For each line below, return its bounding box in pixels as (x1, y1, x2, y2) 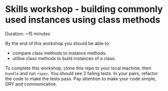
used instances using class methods (5, 14, 160, 25)
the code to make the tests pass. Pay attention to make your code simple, (5, 75, 156, 81)
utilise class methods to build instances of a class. (12, 55, 116, 61)
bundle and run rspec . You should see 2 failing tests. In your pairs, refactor (5, 70, 158, 76)
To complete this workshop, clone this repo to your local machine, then (5, 65, 151, 71)
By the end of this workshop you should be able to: (5, 40, 110, 46)
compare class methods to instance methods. (12, 50, 107, 56)
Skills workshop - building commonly (5, 3, 163, 15)
